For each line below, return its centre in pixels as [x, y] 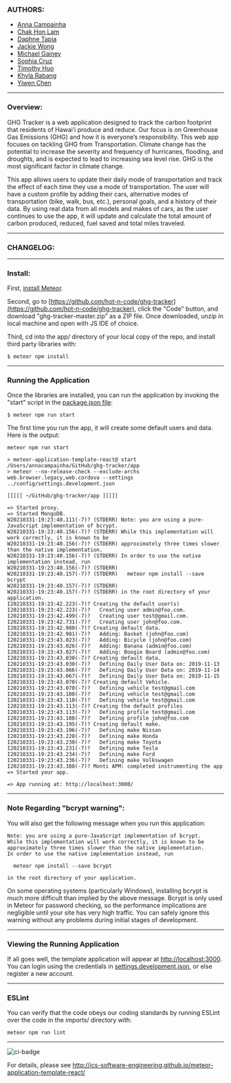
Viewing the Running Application [63, 944]
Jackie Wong [36, 47]
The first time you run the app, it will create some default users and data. [110, 428]
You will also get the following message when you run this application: [107, 823]
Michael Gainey [39, 54]
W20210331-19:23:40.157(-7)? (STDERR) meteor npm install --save [106, 574]
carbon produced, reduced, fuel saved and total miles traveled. [96, 223]
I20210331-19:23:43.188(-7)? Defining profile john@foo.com [98, 718]
